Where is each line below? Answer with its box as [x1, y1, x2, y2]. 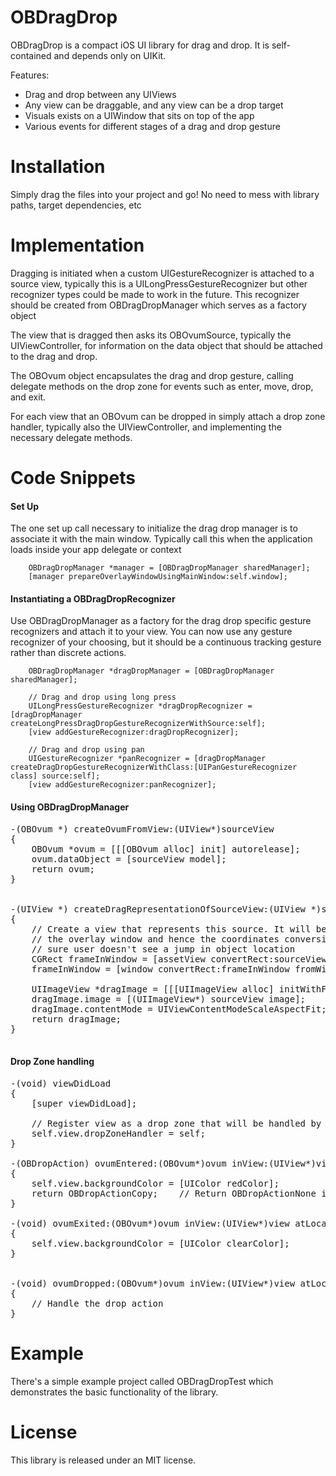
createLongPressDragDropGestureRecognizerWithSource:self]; [10, 719, 267, 729]
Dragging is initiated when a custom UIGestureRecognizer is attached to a [10, 267, 315, 279]
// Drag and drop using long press [28, 692, 177, 703]
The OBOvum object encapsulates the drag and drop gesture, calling [10, 369, 294, 381]
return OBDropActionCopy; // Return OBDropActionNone [31, 1187, 317, 1199]
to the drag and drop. [10, 350, 98, 362]
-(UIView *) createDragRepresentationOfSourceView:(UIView [10, 903, 307, 915]
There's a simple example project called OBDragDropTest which [10, 1375, 274, 1387]
